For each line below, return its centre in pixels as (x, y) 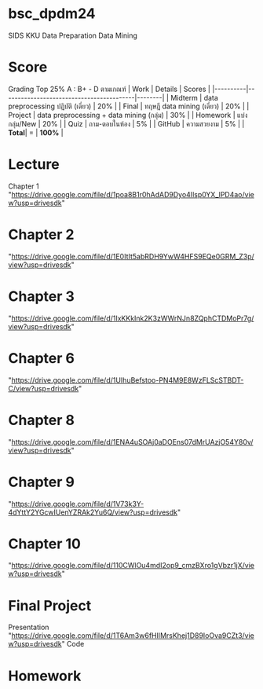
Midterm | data (194, 97)
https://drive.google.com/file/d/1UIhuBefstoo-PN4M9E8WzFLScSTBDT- (128, 380)
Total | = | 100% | (36, 132)
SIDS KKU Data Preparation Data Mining (73, 35)
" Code (73, 644)
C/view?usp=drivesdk (44, 388)
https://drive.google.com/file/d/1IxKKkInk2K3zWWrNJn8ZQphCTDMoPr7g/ (133, 318)
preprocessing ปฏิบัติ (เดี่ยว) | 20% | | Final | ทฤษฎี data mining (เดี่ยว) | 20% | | (129, 106)
